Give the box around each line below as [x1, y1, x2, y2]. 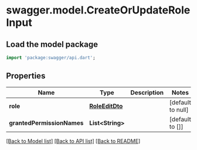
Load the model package [6, 39, 98, 49]
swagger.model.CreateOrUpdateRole [6, 4, 191, 17]
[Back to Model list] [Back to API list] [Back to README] [6, 137, 141, 144]
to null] [169, 105, 189, 114]
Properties [6, 71, 46, 81]
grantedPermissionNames [9, 118, 84, 127]
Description [130, 88, 164, 97]
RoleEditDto [89, 102, 123, 110]
